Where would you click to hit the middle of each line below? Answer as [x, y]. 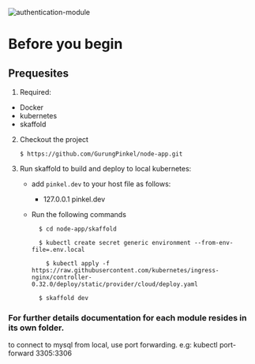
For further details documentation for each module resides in [127, 317]
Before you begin [66, 44]
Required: [35, 92]
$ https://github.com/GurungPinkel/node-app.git [101, 154]
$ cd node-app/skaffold [77, 229]
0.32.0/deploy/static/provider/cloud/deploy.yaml [115, 284]
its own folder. [36, 328]
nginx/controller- [62, 277]
